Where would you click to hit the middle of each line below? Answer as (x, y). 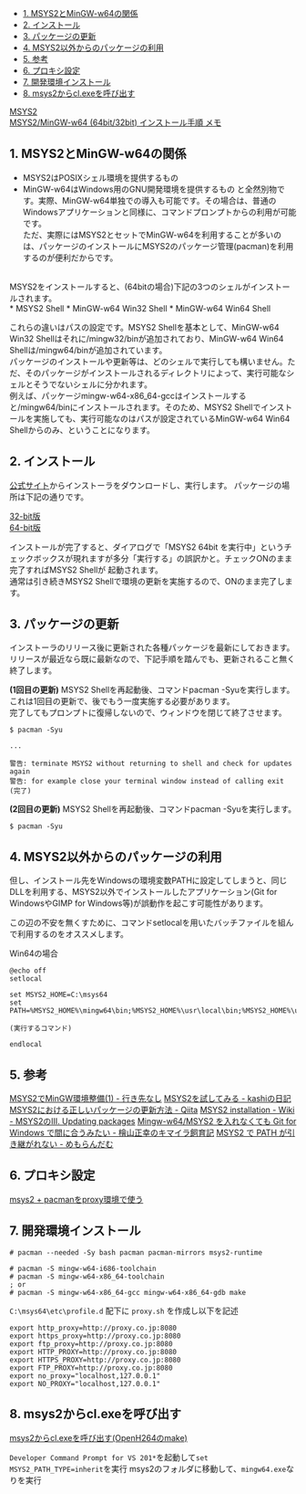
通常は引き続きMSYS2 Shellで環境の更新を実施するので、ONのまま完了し (147, 581)
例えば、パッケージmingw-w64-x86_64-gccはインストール (120, 395)
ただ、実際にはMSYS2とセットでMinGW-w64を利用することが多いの (152, 235)
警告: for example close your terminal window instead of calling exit (147, 782)
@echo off (28, 971)
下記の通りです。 (57, 497)
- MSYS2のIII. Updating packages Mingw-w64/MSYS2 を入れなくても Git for (153, 1121)
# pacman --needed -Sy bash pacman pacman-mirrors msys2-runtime (136, 1252)
